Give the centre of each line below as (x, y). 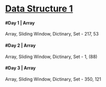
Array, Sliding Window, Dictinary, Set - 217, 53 (52, 34)
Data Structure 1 (39, 9)
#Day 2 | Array (20, 45)
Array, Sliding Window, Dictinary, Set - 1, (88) (51, 56)
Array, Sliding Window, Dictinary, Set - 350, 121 (53, 79)
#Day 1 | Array (20, 22)
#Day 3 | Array (20, 68)
